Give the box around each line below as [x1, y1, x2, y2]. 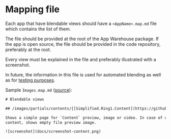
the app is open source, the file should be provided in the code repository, [5, 41, 161, 47]
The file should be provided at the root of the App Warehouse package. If [5, 36, 159, 42]
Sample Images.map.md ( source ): [5, 87, 72, 93]
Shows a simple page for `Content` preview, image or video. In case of [5, 115, 163, 120]
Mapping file [5, 4, 60, 15]
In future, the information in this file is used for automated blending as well [5, 71, 161, 77]
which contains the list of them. [5, 25, 71, 32]
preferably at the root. [5, 46, 51, 52]
